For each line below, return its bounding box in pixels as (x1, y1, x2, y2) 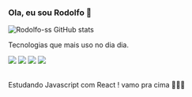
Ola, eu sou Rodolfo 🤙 (8, 7, 92, 18)
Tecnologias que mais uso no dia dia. (8, 40, 129, 50)
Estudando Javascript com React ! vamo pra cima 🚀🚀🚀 (8, 80, 186, 90)
